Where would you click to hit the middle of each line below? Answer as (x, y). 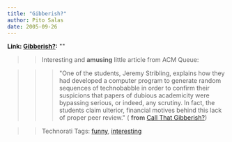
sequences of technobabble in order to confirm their (134, 88)
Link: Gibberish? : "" (36, 47)
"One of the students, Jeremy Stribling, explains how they (142, 73)
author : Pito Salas (36, 20)
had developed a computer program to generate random (140, 81)
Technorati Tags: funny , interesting (92, 131)
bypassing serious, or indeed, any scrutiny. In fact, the (137, 103)
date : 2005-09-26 (32, 26)
